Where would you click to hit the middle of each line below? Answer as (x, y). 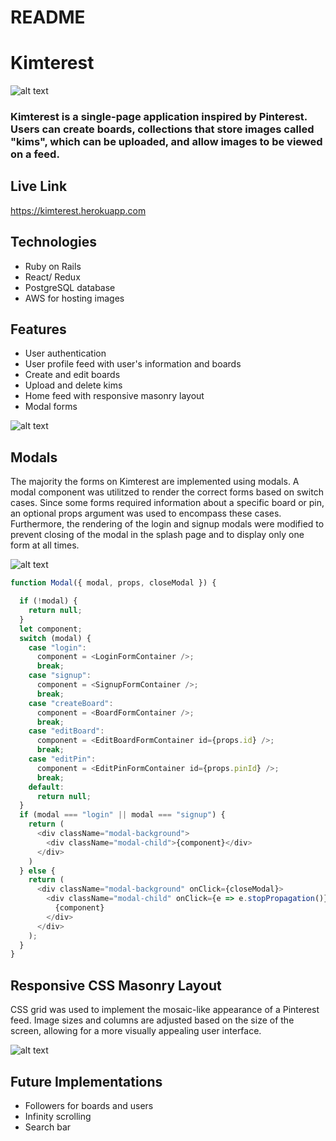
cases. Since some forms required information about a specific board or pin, (167, 503)
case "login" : (57, 647)
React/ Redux (52, 277)
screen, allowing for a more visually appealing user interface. (136, 1031)
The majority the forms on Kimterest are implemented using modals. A (155, 482)
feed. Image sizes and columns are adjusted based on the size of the (152, 1020)
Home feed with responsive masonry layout (114, 396)
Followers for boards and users (89, 1105)
